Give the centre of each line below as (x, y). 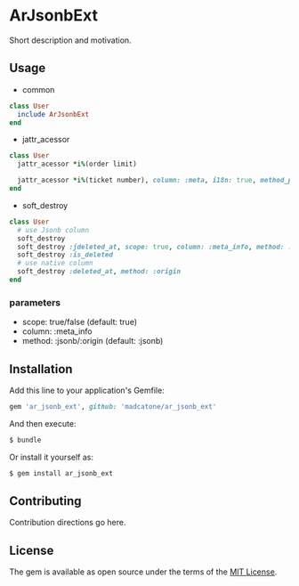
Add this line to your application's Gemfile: (87, 390)
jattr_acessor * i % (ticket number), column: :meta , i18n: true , (137, 180)
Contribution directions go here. (68, 523)
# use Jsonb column (53, 230)
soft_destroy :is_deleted (65, 255)
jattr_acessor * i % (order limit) (77, 164)
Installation (41, 369)
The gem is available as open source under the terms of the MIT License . (143, 572)
